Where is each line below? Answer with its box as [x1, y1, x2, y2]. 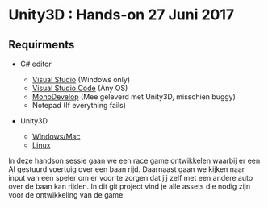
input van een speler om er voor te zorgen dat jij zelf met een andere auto [8, 173, 253, 182]
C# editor [19, 59, 52, 69]
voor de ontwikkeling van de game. [8, 190, 125, 199]
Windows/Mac [31, 131, 81, 141]
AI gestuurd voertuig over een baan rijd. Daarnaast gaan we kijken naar [8, 164, 245, 174]
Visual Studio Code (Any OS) [31, 83, 128, 93]
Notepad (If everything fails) [31, 101, 127, 110]
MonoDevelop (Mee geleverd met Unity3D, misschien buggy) [31, 92, 237, 102]
